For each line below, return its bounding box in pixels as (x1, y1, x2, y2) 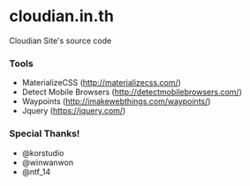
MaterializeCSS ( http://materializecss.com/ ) (21, 78, 181, 88)
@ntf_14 (21, 166, 51, 177)
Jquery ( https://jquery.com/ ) (21, 106, 126, 116)
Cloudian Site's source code (9, 35, 112, 46)
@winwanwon (21, 157, 73, 167)
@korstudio (21, 147, 64, 158)
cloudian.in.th (9, 6, 115, 26)
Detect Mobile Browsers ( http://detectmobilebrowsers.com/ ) (21, 86, 243, 98)
